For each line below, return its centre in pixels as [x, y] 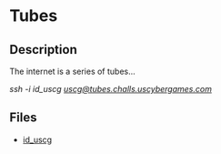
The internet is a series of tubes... [73, 71]
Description [43, 50]
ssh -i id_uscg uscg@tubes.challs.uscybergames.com [110, 89]
